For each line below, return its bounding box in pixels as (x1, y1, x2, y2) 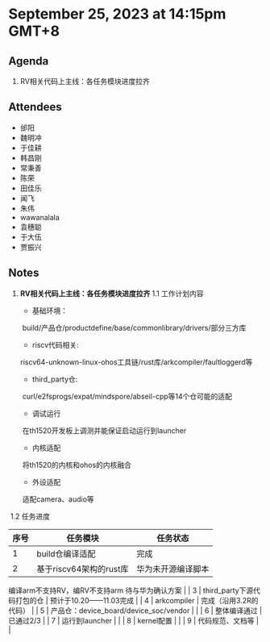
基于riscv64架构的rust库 (36, 563, 129, 574)
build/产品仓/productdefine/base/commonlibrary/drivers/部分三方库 (22, 323, 247, 332)
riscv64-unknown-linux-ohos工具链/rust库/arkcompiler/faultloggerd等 (19, 356, 253, 367)
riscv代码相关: (31, 340, 79, 349)
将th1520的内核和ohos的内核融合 (22, 460, 131, 469)
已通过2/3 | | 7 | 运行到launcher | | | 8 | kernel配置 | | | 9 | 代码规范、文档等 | (8, 615, 260, 625)
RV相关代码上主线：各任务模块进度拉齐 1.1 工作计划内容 (19, 288, 204, 298)
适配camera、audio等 (22, 494, 94, 504)
